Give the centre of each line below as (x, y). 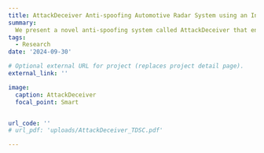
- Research (33, 45)
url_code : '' (29, 123)
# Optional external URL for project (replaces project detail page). (126, 66)
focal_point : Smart (47, 102)
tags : (17, 37)
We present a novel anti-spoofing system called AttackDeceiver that (131, 30)
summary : (22, 23)
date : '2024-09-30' (40, 52)
